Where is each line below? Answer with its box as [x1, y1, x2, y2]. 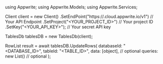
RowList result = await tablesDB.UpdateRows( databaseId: [5, 43, 122, 48]
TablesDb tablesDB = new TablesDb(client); [5, 34, 93, 39]
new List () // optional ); [5, 53, 51, 59]
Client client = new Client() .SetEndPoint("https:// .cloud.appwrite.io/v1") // [5, 14, 154, 19]
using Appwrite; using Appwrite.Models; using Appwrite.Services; [5, 4, 138, 10]
